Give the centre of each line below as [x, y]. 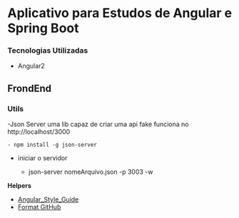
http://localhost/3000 [39, 132]
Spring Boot [43, 28]
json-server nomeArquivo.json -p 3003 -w [91, 172]
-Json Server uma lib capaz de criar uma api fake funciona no [98, 124]
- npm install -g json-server [52, 145]
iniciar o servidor [42, 158]
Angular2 [31, 66]
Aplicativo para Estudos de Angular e [120, 13]
